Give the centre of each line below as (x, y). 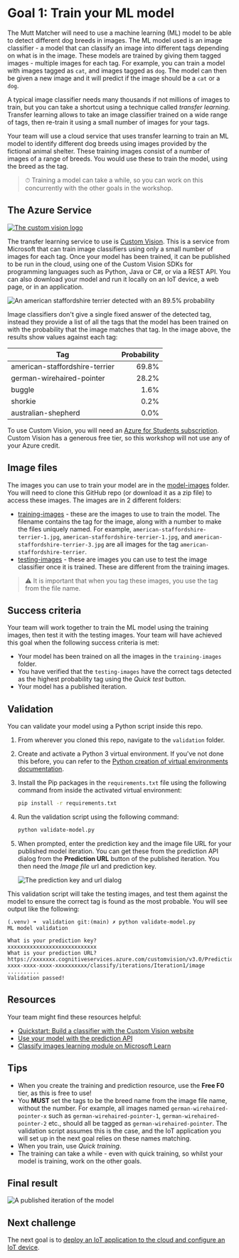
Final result (33, 1183)
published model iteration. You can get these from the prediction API (118, 851)
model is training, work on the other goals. (80, 1161)
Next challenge (42, 1223)
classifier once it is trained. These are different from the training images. (123, 566)
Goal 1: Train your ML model (91, 13)
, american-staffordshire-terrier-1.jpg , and (126, 536)
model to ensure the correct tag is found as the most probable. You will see (117, 901)
